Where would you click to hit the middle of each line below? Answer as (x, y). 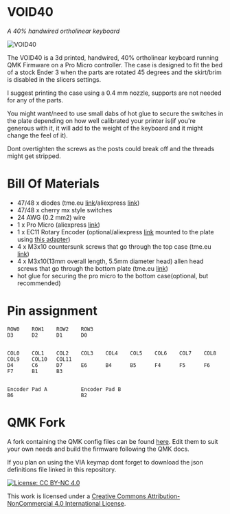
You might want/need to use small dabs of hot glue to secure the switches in (115, 113)
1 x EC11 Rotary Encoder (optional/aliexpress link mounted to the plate (115, 232)
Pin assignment (53, 311)
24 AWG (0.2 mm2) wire (51, 217)
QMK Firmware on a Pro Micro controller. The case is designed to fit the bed (115, 65)
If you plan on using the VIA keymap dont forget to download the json (105, 462)
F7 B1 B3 (35, 371)
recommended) (39, 283)
